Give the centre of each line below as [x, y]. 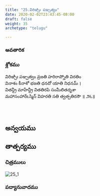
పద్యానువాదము [22, 187]
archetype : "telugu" [27, 28]
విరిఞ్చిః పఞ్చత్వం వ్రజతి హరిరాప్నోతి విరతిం [43, 77]
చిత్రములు [15, 162]
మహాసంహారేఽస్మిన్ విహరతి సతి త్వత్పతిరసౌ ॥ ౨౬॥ [50, 96]
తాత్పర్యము [21, 147]
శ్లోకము [12, 64]
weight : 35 [16, 24]
